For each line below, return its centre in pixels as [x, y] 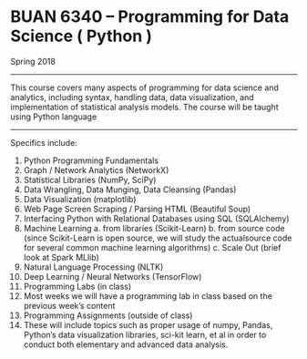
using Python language [54, 117]
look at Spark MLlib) [61, 257]
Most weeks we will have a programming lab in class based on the [148, 296]
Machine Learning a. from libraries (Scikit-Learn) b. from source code [154, 228]
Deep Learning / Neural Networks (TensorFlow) [113, 276]
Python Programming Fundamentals [91, 160]
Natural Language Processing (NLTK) [93, 267]
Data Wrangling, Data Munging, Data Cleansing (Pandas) [130, 190]
